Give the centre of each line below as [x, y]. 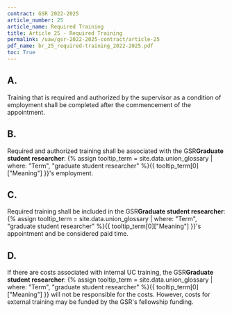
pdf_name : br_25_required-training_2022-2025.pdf [81, 46]
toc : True [22, 53]
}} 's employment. [69, 173]
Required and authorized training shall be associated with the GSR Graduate [116, 151]
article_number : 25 [35, 20]
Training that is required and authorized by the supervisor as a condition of [114, 97]
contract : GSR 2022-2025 [43, 14]
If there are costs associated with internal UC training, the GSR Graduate [110, 273]
